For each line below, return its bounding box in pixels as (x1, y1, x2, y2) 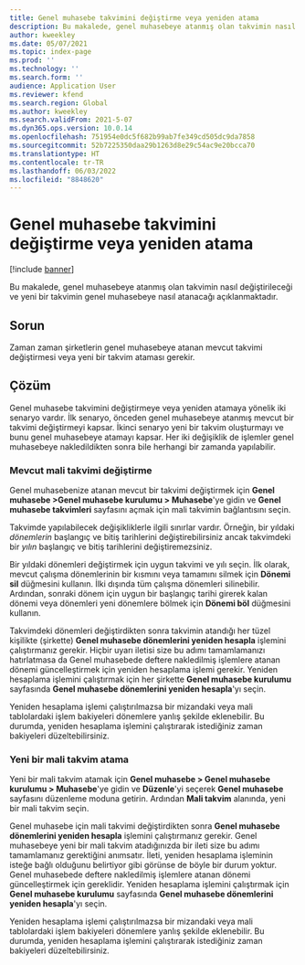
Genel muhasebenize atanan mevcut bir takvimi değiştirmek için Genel (9, 485, 276, 496)
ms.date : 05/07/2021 (9, 38, 89, 48)
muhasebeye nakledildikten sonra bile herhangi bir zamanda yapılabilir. (9, 440, 276, 452)
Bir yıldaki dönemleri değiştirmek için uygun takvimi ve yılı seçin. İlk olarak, (9, 559, 290, 570)
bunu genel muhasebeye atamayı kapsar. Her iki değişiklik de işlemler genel (9, 431, 294, 442)
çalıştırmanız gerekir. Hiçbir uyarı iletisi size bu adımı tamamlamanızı (9, 645, 266, 656)
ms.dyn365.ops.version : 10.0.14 (9, 124, 132, 133)
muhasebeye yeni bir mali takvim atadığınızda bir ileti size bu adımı (9, 840, 260, 851)
